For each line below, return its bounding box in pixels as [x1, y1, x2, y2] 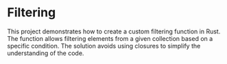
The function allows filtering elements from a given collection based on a [7, 34, 213, 42]
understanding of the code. [7, 49, 84, 57]
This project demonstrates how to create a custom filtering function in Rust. [7, 27, 221, 35]
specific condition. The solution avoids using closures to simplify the [7, 42, 201, 50]
